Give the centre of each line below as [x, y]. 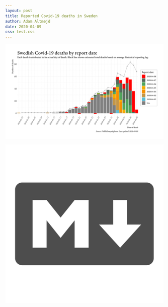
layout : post [19, 11]
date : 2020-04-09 [23, 27]
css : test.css [20, 32]
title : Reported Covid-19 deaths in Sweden [52, 16]
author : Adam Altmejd [28, 21]
